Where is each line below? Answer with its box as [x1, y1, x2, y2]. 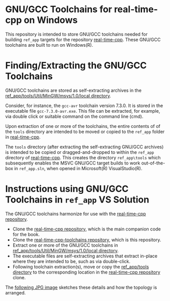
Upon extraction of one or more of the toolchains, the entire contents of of [5, 123, 161, 129]
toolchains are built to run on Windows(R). [5, 42, 93, 48]
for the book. [12, 231, 40, 237]
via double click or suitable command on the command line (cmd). [5, 113, 144, 119]
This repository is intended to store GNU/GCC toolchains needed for [5, 31, 148, 37]
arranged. [5, 289, 26, 295]
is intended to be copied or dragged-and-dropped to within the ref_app [5, 149, 154, 155]
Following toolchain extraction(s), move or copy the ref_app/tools [12, 263, 149, 270]
